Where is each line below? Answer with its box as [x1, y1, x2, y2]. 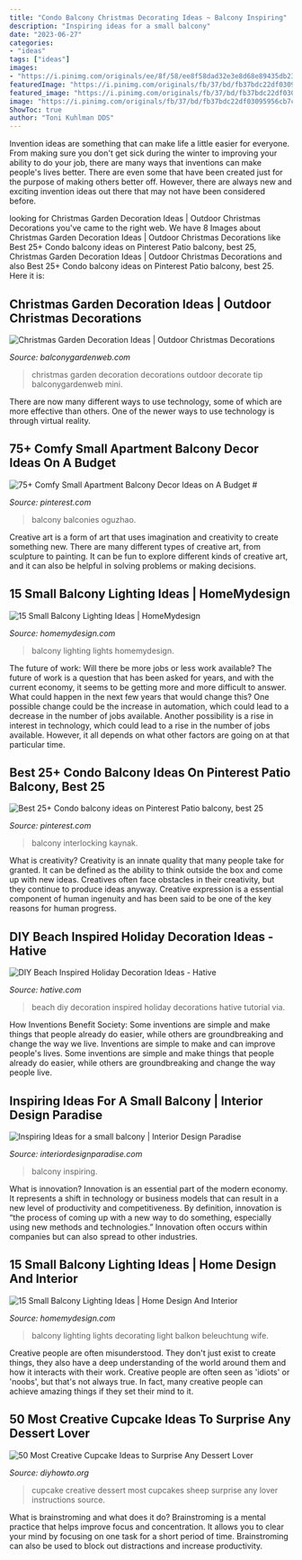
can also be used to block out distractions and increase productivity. [9, 1540, 263, 1551]
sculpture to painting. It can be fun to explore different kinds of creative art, [9, 551, 289, 561]
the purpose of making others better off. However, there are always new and [9, 176, 292, 187]
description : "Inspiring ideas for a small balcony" [9, 22, 211, 31]
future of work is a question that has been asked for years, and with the [9, 672, 274, 683]
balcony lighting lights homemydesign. [31, 645, 175, 656]
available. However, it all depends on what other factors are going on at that [9, 730, 289, 740]
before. [9, 195, 37, 207]
